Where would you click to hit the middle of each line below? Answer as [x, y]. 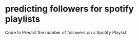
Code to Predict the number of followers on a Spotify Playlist [66, 32]
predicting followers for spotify [69, 9]
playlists [23, 19]
